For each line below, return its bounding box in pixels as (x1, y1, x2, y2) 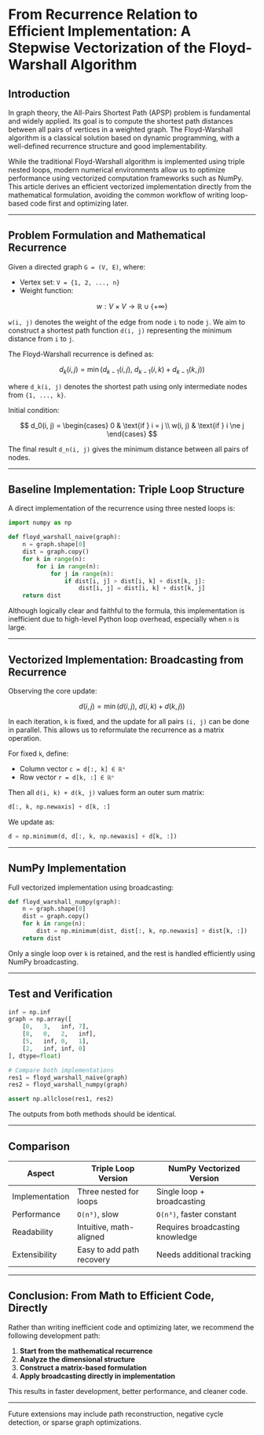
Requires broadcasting (156, 1221, 240, 1232)
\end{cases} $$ (106, 429, 158, 438)
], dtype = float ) (8, 1052, 61, 1060)
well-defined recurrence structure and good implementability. (8, 142, 208, 151)
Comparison (8, 1139, 71, 1153)
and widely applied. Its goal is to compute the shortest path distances (8, 117, 233, 125)
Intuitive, (77, 1221, 109, 1232)
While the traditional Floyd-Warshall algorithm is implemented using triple (8, 157, 245, 166)
